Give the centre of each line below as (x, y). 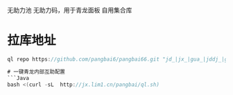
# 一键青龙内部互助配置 (36, 72)
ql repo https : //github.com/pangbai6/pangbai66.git (83, 59)
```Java (18, 78)
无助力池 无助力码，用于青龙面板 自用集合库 (70, 10)
